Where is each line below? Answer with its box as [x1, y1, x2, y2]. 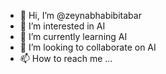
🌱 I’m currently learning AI [19, 31, 128, 42]
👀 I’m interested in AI [19, 20, 106, 32]
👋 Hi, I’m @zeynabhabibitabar [19, 10, 142, 21]
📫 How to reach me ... [19, 53, 113, 64]
